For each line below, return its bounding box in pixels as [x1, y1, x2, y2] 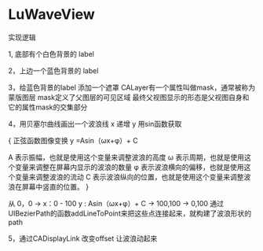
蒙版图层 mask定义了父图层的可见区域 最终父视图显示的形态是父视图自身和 [8, 92, 250, 102]
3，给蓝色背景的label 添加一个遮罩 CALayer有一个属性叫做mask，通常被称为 [8, 83, 256, 92]
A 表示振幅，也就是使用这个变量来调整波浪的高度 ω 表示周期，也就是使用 [8, 152, 245, 162]
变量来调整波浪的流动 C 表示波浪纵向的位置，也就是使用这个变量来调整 [14, 172, 245, 182]
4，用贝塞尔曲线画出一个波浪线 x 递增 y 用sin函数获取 [8, 119, 182, 128]
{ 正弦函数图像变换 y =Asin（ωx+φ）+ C [8, 135, 139, 145]
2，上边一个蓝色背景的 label [8, 65, 99, 76]
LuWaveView [8, 6, 96, 24]
